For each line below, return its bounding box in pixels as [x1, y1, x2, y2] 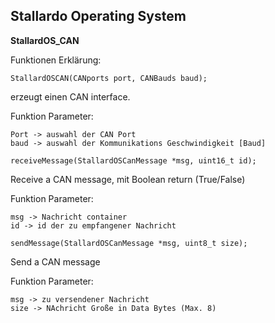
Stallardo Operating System [10, 8, 187, 25]
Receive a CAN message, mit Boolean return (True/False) [10, 173, 246, 185]
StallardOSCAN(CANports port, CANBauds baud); [10, 73, 208, 83]
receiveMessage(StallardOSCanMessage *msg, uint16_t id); [10, 155, 257, 166]
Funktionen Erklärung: [10, 54, 102, 66]
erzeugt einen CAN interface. [10, 90, 131, 103]
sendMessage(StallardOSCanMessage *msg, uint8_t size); [10, 238, 248, 248]
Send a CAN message [10, 255, 101, 268]
